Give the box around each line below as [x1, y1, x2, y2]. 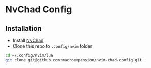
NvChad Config [5, 4, 72, 15]
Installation [5, 24, 42, 33]
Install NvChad [12, 37, 44, 43]
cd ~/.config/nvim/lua [5, 53, 53, 58]
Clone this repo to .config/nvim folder [12, 43, 93, 49]
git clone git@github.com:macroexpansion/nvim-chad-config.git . [5, 57, 146, 62]
